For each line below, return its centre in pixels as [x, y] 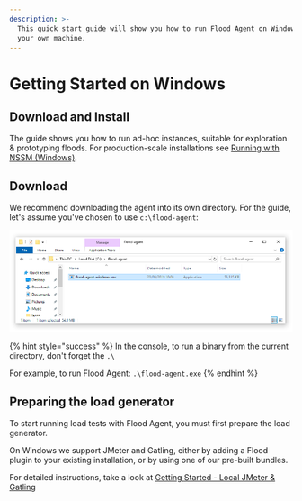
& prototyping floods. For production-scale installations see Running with [145, 148]
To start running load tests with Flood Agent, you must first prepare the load [150, 423]
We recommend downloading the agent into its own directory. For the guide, [150, 208]
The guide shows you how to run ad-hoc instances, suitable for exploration [148, 139]
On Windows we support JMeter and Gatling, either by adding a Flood [139, 450]
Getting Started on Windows [118, 83]
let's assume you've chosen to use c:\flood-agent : [104, 217]
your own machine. [52, 38]
